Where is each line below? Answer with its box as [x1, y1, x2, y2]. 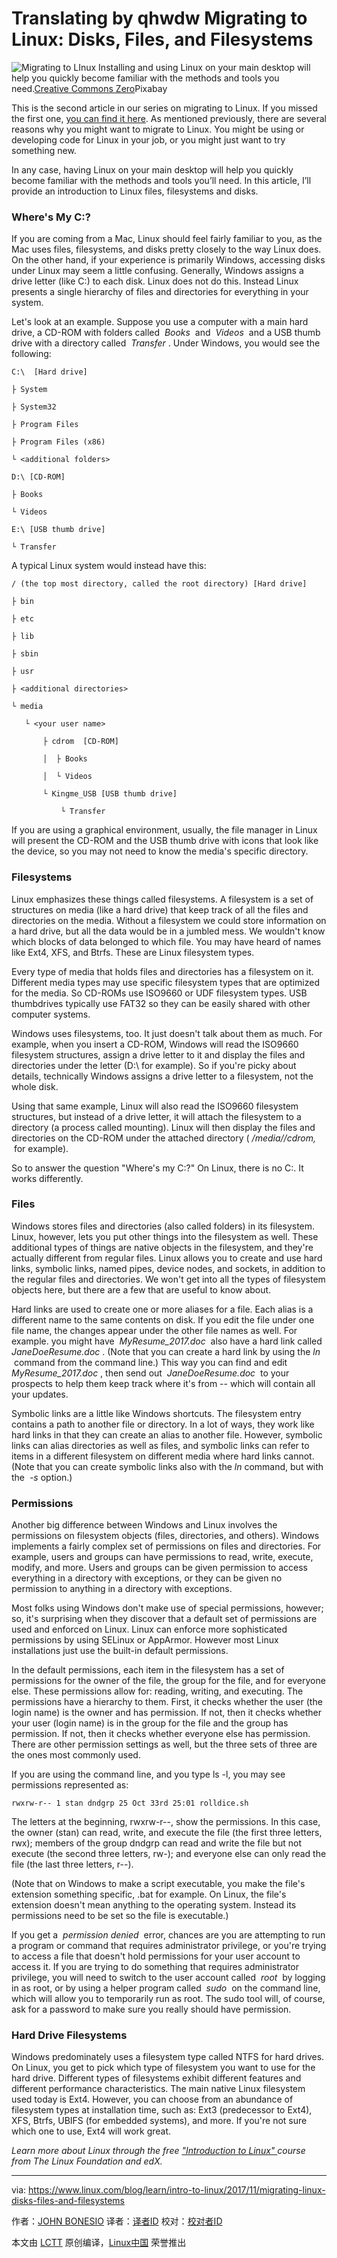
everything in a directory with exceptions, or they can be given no [11, 1572, 283, 1584]
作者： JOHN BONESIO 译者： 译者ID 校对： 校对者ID [11, 2215, 223, 2227]
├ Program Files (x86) [11, 437, 106, 447]
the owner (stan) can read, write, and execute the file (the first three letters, [11, 1827, 323, 1839]
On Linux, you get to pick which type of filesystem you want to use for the [11, 2062, 316, 2074]
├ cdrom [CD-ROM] [42, 737, 119, 747]
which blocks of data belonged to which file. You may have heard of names [11, 935, 322, 947]
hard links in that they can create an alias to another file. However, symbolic [11, 1428, 323, 1441]
